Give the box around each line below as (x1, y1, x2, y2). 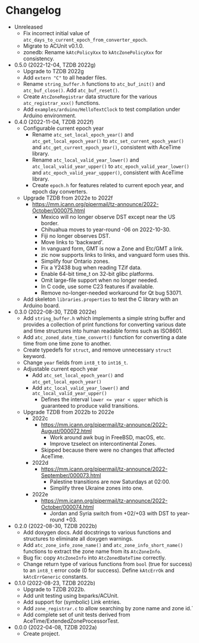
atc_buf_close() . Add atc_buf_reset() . (23, 86, 120, 94)
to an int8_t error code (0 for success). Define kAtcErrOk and (23, 567, 175, 574)
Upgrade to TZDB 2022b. (23, 585, 86, 593)
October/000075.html (32, 207, 85, 214)
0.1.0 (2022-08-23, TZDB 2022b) (14, 579, 96, 586)
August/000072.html (41, 427, 92, 434)
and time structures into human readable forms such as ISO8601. (23, 327, 183, 334)
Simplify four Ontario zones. (41, 257, 110, 265)
